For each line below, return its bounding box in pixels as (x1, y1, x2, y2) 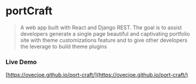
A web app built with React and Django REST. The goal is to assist (20, 24, 182, 31)
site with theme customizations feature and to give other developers (20, 36, 188, 43)
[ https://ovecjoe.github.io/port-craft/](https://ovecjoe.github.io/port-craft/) (5, 71, 188, 79)
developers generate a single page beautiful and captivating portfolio (20, 30, 190, 37)
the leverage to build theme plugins (20, 43, 107, 50)
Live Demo (5, 58, 37, 66)
